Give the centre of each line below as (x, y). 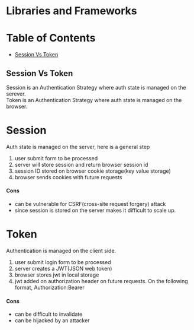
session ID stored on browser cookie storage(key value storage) (93, 171)
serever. (16, 94)
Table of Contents (51, 38)
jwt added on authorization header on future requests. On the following (101, 281)
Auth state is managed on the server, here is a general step (78, 147)
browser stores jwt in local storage (57, 275)
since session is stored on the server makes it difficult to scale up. (95, 210)
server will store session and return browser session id (81, 164)
